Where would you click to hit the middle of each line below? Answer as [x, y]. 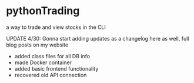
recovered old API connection [51, 75]
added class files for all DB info [52, 56]
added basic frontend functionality [56, 68]
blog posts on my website [37, 45]
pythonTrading [43, 11]
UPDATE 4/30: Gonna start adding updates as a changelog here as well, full [98, 38]
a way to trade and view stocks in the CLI [56, 27]
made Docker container [43, 62]
